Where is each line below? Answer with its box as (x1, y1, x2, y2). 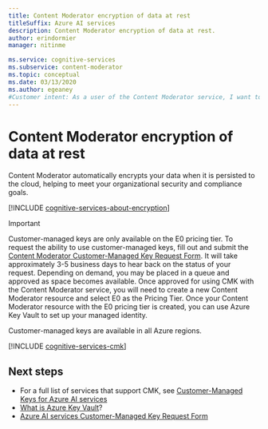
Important (8, 219, 41, 228)
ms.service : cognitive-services (8, 56, 116, 64)
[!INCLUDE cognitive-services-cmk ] (8, 341, 127, 352)
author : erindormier (8, 34, 77, 42)
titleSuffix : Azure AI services (8, 19, 116, 27)
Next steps (8, 364, 64, 378)
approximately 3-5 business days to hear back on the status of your (8, 260, 231, 269)
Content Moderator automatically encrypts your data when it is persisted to (8, 171, 255, 181)
